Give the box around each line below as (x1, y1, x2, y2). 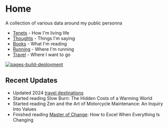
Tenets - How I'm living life (12, 30, 70, 36)
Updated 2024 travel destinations (12, 90, 83, 96)
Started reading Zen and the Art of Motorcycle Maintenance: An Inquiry (12, 100, 163, 107)
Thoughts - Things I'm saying (12, 35, 75, 41)
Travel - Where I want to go (12, 52, 71, 58)
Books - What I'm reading (12, 40, 67, 46)
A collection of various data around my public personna (5, 20, 122, 26)
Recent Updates (5, 76, 58, 85)
